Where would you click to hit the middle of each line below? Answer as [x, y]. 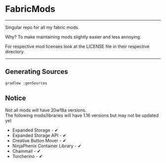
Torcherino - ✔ [27, 156]
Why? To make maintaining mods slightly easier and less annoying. [73, 37]
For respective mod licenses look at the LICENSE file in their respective [77, 46]
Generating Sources [37, 72]
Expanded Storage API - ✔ [39, 135]
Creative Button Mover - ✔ [39, 140]
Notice [16, 98]
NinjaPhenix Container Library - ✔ [47, 146]
